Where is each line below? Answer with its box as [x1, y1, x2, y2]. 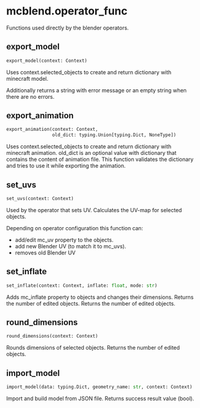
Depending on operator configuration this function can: [6, 224, 143, 231]
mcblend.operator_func [6, 4, 128, 18]
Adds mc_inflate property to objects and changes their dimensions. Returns [6, 293, 194, 301]
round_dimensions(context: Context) [6, 333, 98, 339]
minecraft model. [6, 75, 49, 82]
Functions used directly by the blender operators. [6, 24, 129, 31]
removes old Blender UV [14, 249, 76, 256]
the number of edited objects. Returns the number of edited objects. [6, 300, 176, 307]
